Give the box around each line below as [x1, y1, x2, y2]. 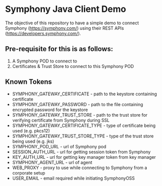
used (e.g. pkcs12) [12, 127, 50, 133]
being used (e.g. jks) [12, 138, 54, 144]
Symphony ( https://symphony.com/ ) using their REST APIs [5, 25, 124, 31]
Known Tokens [5, 78, 52, 86]
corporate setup [12, 170, 45, 176]
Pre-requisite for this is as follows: [5, 45, 114, 53]
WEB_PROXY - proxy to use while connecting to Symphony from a [12, 165, 147, 171]
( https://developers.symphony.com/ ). [5, 30, 81, 36]
